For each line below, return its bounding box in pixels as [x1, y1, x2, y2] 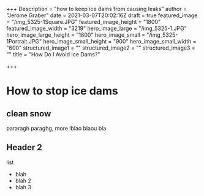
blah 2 [15, 177, 32, 184]
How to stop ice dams [6, 84, 118, 98]
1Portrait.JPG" [6, 38, 42, 45]
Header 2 [6, 142, 43, 153]
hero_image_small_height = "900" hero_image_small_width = [42, 38, 197, 45]
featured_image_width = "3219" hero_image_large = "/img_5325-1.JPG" [6, 24, 187, 32]
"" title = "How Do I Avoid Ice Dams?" [6, 51, 100, 58]
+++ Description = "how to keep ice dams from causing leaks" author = [6, 6, 187, 12]
